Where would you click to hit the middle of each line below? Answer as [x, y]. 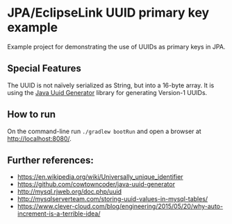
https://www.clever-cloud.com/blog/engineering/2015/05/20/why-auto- [120, 207]
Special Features [44, 68]
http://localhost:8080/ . [39, 138]
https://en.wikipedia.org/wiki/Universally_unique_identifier [100, 177]
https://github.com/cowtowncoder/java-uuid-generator [96, 184]
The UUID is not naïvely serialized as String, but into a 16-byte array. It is [111, 85]
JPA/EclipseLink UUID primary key [108, 13]
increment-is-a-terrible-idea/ [59, 214]
